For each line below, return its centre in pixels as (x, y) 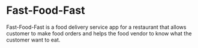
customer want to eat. (33, 40)
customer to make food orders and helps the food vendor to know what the (99, 33)
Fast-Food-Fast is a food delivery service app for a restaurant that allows (96, 27)
